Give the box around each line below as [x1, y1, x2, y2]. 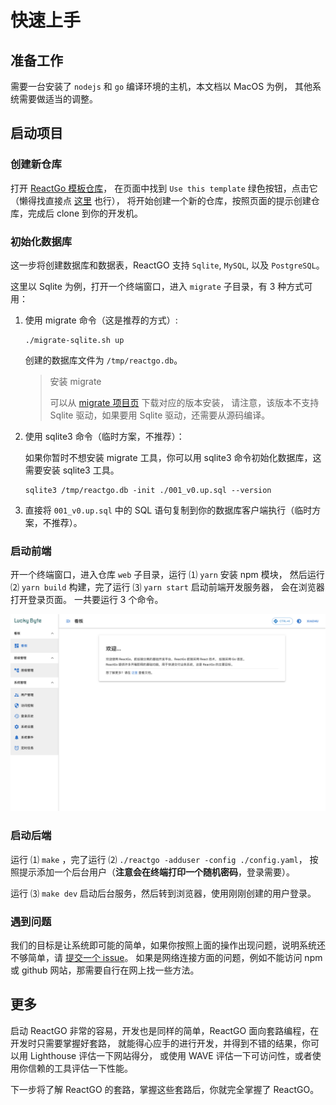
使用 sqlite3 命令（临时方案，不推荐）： [24, 430, 185, 442]
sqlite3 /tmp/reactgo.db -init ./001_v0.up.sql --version [24, 485, 272, 495]
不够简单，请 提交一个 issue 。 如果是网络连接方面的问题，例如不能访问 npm [10, 951, 323, 963]
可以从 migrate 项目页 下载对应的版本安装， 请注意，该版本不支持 [49, 396, 320, 408]
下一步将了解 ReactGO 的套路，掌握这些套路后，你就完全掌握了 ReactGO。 [10, 1083, 320, 1095]
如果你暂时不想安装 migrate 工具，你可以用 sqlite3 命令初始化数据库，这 [24, 451, 322, 463]
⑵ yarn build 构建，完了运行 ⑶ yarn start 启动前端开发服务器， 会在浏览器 [10, 581, 325, 593]
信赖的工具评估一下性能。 [27, 1062, 133, 1074]
